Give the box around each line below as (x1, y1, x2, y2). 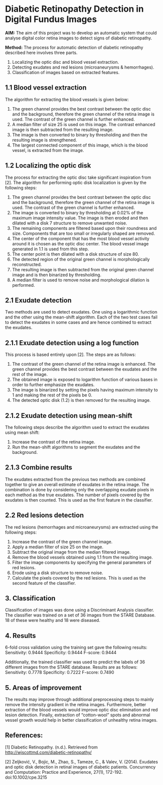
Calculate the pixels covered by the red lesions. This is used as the (12, 575, 146, 580)
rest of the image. (12, 372, 48, 377)
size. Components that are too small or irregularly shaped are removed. (12, 230, 155, 236)
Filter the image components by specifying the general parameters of (12, 559, 152, 565)
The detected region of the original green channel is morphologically (12, 256, 150, 262)
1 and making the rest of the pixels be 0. (12, 392, 92, 398)
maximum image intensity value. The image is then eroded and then (12, 215, 148, 221)
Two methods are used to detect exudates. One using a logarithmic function (5, 309, 157, 315)
